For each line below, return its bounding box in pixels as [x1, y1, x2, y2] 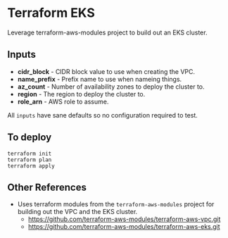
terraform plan [7, 156, 52, 163]
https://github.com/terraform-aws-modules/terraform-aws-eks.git [27, 223, 220, 231]
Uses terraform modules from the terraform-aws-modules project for [17, 200, 215, 208]
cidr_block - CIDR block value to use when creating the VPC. [17, 67, 196, 75]
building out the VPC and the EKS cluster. [17, 208, 138, 216]
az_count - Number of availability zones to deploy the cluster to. [17, 82, 205, 91]
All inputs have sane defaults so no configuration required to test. [7, 111, 198, 119]
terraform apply [7, 162, 55, 170]
